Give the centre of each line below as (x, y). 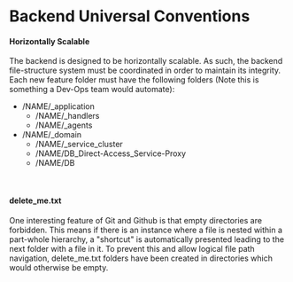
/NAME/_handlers (67, 116)
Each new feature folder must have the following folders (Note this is (134, 80)
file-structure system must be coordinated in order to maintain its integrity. (145, 70)
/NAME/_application (58, 106)
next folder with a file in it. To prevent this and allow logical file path (132, 248)
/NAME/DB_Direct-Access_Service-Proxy (111, 153)
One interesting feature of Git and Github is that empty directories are (136, 220)
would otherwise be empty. (59, 267)
